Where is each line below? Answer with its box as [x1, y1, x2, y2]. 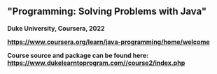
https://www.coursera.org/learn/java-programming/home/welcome [7, 38, 210, 46]
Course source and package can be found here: [7, 51, 149, 59]
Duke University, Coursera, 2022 [7, 24, 105, 32]
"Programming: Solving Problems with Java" [7, 6, 207, 17]
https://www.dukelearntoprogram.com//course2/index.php [7, 59, 185, 67]
